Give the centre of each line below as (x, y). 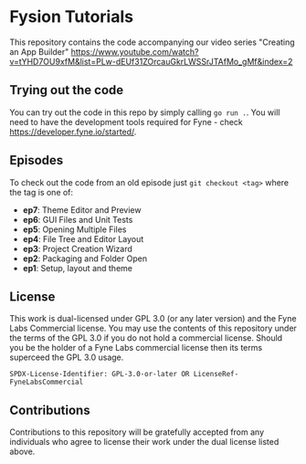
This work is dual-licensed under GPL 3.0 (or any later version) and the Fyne (153, 319)
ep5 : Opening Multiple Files (74, 229)
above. (22, 452)
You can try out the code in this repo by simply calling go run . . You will (145, 112)
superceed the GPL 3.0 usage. (67, 357)
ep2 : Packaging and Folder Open (85, 258)
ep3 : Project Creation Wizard (77, 248)
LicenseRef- (216, 374)
